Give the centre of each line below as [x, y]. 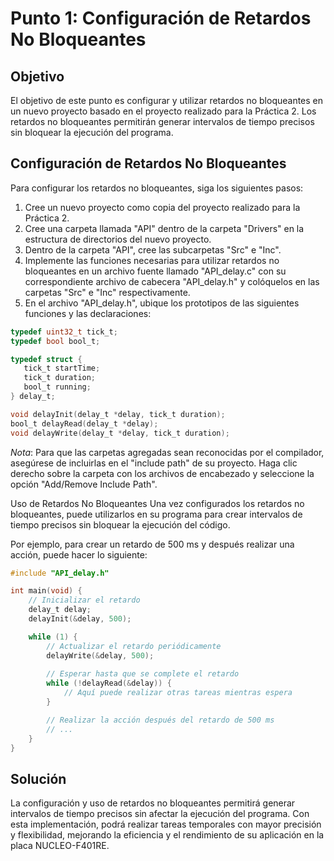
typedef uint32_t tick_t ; [64, 332]
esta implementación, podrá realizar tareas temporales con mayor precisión [166, 824]
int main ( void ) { [46, 591]
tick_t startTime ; [62, 368]
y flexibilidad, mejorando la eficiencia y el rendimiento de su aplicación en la [167, 835]
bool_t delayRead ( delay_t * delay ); [84, 423]
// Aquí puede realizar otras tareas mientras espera [178, 693]
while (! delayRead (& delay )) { [109, 683]
